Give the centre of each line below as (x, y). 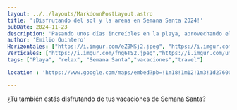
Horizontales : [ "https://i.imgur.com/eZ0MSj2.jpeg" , (86, 47)
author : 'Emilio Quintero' (47, 40)
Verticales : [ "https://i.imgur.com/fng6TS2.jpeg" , (83, 54)
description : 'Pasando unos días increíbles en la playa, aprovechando (115, 33)
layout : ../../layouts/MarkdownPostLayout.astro (80, 14)
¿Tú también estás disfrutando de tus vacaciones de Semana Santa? (107, 99)
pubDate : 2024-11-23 (38, 27)
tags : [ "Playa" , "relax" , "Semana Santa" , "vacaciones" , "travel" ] (105, 60)
